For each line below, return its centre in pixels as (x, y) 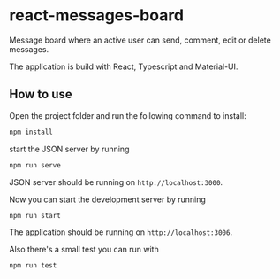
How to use (41, 94)
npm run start (35, 215)
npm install (31, 132)
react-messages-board (97, 15)
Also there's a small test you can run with (84, 250)
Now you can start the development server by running (107, 199)
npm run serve (35, 165)
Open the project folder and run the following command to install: (128, 115)
